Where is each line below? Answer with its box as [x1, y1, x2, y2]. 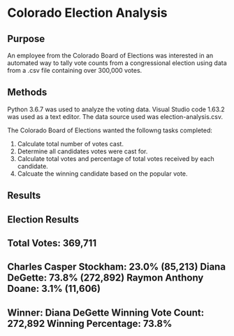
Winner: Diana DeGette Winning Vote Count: [7, 307, 205, 318]
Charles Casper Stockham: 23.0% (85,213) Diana [7, 261, 226, 273]
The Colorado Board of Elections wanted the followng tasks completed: [7, 126, 213, 134]
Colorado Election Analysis [7, 5, 168, 21]
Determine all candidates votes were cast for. [17, 147, 148, 155]
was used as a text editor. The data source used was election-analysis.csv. [7, 112, 224, 120]
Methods [7, 86, 47, 99]
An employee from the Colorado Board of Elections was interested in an [7, 51, 214, 59]
